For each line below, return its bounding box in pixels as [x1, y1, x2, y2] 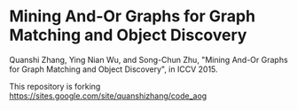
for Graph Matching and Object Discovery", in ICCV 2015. [9, 64, 219, 75]
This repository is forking [9, 81, 101, 91]
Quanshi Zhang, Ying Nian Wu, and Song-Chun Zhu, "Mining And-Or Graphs [9, 54, 288, 65]
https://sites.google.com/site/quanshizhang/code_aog [9, 90, 207, 101]
